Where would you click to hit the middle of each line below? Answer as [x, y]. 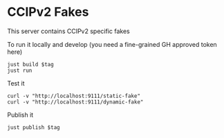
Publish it [20, 115]
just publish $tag [34, 127]
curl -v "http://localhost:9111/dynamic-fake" [75, 102]
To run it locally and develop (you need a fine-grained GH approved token [112, 44]
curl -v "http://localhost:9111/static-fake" [74, 96]
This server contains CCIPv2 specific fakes [68, 31]
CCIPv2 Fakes [48, 12]
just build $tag [30, 64]
